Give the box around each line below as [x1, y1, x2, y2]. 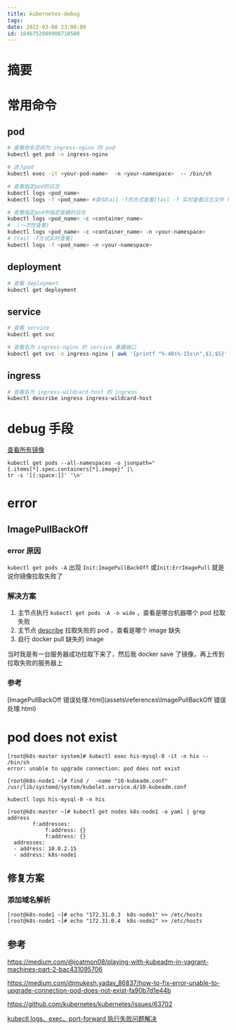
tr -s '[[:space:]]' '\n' [7, 472, 83, 479]
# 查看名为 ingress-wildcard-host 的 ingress [7, 388, 138, 395]
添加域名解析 [7, 895, 51, 905]
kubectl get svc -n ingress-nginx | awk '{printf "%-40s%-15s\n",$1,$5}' [7, 350, 228, 357]
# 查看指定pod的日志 [7, 182, 60, 190]
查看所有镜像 [7, 445, 44, 454]
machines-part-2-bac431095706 [7, 965, 103, 974]
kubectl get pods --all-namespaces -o [7, 459, 121, 467]
